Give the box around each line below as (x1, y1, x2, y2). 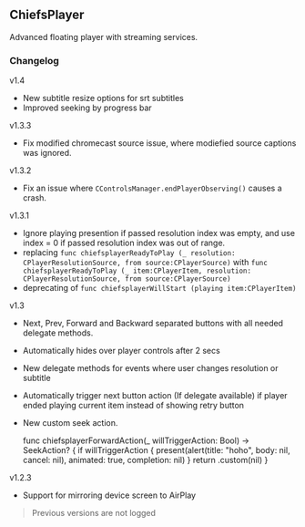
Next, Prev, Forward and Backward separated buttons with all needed (22, 318, 284, 329)
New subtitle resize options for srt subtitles (22, 93, 184, 104)
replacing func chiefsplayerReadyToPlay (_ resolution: (22, 247, 236, 258)
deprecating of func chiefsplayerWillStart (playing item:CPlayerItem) (22, 283, 298, 294)
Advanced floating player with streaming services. (9, 31, 198, 42)
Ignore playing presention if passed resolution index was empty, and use (22, 228, 296, 239)
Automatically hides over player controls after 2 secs (22, 346, 220, 356)
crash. (22, 192, 47, 203)
